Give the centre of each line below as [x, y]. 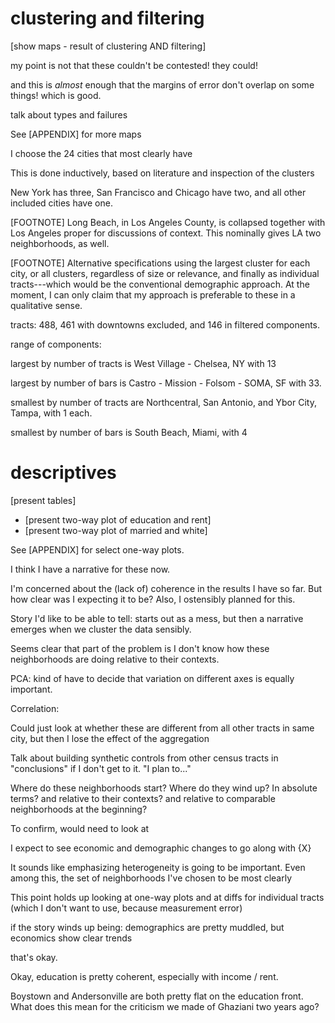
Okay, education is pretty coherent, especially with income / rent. [144, 976]
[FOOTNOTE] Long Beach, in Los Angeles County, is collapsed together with [168, 222]
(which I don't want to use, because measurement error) [126, 908]
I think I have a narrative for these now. [90, 569]
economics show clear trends [71, 938]
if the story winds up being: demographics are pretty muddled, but [147, 927]
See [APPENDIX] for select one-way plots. [97, 549]
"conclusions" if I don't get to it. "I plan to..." [101, 768]
